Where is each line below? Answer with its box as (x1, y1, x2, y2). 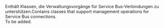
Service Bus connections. (5, 14, 57, 19)
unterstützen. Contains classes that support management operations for (5, 9, 149, 14)
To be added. (5, 19, 32, 24)
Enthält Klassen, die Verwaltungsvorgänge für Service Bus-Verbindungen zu (5, 4, 159, 9)
